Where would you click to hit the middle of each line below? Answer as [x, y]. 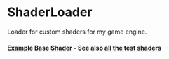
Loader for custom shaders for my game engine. [77, 32]
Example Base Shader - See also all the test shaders [84, 48]
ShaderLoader [50, 12]
